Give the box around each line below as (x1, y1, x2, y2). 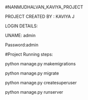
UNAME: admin (5, 33, 36, 38)
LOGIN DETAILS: (5, 23, 38, 29)
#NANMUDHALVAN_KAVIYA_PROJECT (5, 4, 84, 10)
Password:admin (5, 42, 39, 48)
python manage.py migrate (5, 70, 59, 76)
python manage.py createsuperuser (5, 80, 77, 85)
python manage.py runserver (5, 89, 63, 95)
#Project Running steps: (5, 51, 53, 57)
